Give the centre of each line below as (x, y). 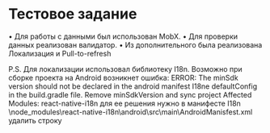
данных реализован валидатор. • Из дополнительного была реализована (135, 44)
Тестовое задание (73, 14)
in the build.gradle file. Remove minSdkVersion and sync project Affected (130, 94)
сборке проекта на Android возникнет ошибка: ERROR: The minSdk (123, 77)
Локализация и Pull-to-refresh (60, 53)
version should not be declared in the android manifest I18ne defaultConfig (133, 86)
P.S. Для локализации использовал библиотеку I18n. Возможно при (125, 69)
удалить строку (35, 120)
